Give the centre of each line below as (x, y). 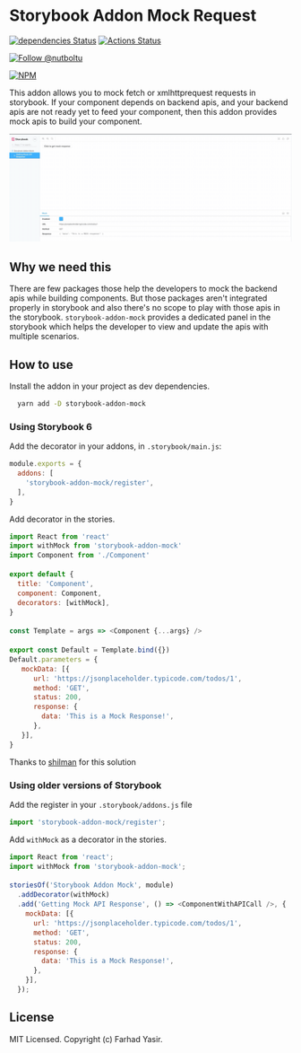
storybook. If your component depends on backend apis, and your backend (149, 102)
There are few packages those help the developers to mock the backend (143, 289)
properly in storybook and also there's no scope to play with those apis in (145, 308)
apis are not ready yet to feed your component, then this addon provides (143, 111)
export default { (42, 575)
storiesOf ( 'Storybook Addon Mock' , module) (92, 885)
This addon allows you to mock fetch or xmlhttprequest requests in (133, 92)
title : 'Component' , (56, 584)
